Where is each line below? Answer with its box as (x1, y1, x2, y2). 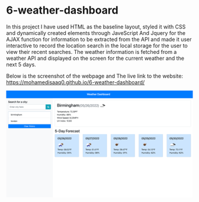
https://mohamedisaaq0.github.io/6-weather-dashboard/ (6, 78, 145, 86)
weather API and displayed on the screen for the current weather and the (6, 54, 185, 62)
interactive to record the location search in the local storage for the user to (6, 42, 188, 49)
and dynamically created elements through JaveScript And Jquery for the (6, 29, 185, 36)
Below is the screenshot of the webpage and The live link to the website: (6, 72, 184, 79)
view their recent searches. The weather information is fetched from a (6, 48, 177, 55)
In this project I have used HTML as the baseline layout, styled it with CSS (6, 23, 186, 30)
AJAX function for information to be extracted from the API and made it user (6, 36, 192, 43)
